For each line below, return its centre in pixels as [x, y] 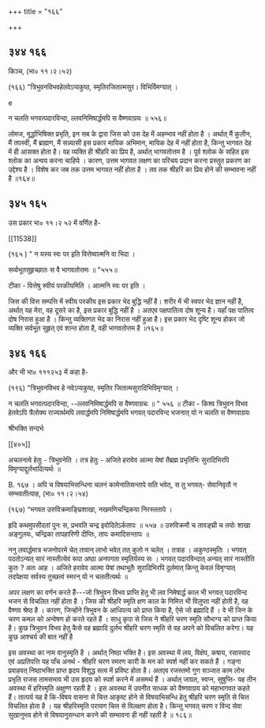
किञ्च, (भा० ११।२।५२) [40, 71]
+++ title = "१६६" [35, 11]
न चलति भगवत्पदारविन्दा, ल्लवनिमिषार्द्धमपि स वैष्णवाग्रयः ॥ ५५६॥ [88, 118]
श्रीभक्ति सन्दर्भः [26, 428]
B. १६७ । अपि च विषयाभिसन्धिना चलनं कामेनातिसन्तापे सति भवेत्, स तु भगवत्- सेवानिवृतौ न [123, 485]
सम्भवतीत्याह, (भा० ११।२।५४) [49, 494]
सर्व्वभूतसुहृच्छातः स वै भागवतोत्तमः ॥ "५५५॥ [63, 270]
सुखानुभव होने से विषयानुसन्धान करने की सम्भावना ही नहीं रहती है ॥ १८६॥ [100, 715]
